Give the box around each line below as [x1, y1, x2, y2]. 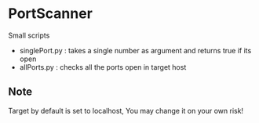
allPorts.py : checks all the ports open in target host [19, 62, 187, 71]
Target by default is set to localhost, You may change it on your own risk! [8, 106, 244, 115]
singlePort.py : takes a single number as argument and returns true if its [19, 45, 252, 55]
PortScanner [8, 5, 93, 23]
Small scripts [8, 31, 50, 40]
